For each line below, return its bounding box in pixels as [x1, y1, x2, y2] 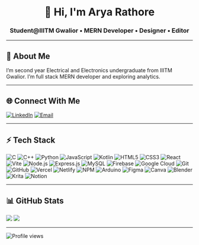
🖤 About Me [6, 51, 50, 61]
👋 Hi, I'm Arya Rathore [44, 5, 155, 19]
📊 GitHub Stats [6, 196, 64, 206]
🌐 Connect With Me [6, 96, 81, 106]
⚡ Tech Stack [6, 135, 56, 145]
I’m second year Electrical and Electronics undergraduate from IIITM [6, 67, 173, 74]
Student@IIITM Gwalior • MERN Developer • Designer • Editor [9, 27, 190, 35]
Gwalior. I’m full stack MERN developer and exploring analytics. [6, 73, 161, 80]
